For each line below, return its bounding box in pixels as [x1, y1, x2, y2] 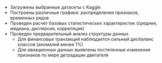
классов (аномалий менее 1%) [17, 41, 84, 47]
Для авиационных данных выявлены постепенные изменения [17, 47, 150, 52]
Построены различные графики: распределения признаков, [10, 9, 139, 15]
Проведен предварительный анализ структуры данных [10, 31, 129, 36]
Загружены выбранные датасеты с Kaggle [10, 4, 101, 10]
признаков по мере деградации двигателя [17, 52, 109, 58]
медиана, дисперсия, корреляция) [10, 25, 84, 31]
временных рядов [10, 15, 49, 20]
